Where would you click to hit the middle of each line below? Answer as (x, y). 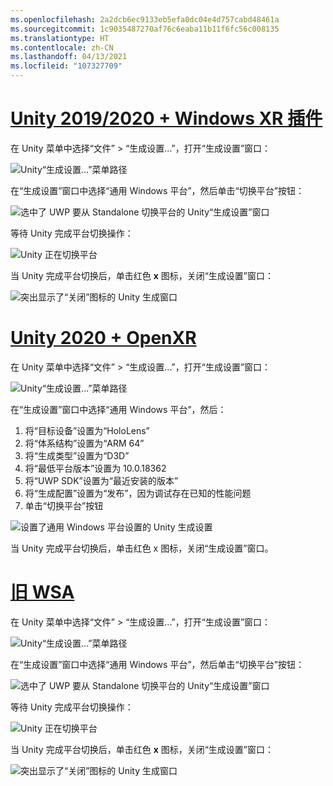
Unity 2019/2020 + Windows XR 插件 (166, 118)
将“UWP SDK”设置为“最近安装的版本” (101, 480)
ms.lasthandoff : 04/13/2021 (69, 57)
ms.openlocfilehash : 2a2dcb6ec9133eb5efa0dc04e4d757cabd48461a (145, 19)
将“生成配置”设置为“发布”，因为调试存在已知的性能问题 (138, 493)
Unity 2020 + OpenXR (103, 338)
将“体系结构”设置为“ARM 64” (84, 443)
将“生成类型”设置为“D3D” (77, 455)
